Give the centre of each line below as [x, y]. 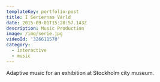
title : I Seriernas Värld [38, 17]
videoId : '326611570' [33, 39]
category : [19, 45]
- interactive [29, 51]
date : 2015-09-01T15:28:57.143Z [46, 23]
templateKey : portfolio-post [43, 12]
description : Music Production [45, 28]
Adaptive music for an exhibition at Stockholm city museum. [80, 72]
